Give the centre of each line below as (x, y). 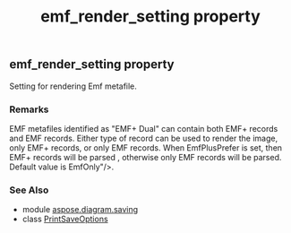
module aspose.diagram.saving (80, 210)
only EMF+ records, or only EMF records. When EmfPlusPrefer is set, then (146, 147)
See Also (29, 190)
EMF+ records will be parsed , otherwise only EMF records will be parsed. (145, 157)
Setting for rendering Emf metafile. (73, 86)
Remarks (29, 109)
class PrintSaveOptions (65, 219)
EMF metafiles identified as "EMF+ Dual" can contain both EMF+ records (144, 128)
